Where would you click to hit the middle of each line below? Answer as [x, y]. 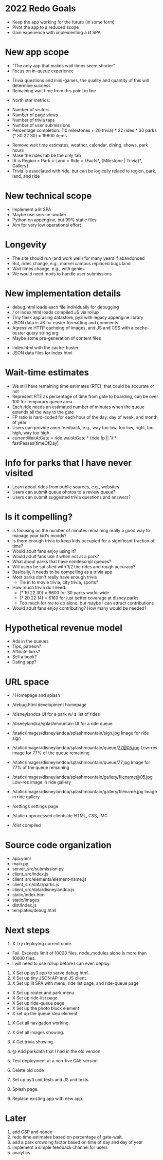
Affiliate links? [26, 652]
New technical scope [48, 196]
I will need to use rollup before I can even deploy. [61, 963]
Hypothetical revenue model [64, 628]
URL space [27, 682]
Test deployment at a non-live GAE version [55, 1061]
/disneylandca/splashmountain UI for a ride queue [62, 724]
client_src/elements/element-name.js [49, 879]
